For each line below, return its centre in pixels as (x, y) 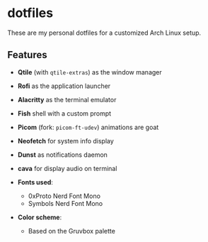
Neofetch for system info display (66, 141)
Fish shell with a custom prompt (64, 113)
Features (27, 55)
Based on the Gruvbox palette (71, 231)
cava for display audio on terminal (67, 168)
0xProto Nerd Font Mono (64, 196)
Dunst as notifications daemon (63, 155)
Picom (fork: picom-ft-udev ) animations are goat (88, 127)
